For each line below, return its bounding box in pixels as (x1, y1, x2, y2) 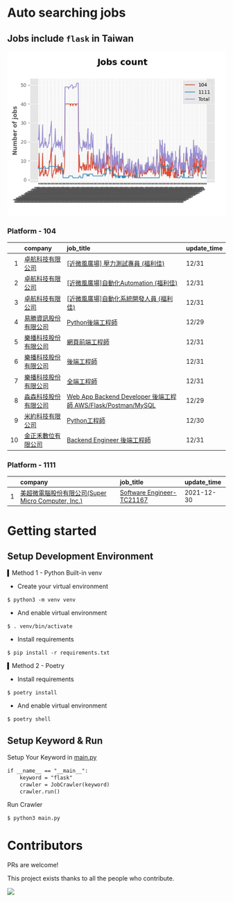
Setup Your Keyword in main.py (7, 753, 97, 762)
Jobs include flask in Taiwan (7, 33, 134, 44)
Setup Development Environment (7, 550, 154, 562)
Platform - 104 (7, 226, 57, 235)
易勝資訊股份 (24, 314, 61, 322)
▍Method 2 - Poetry (7, 662, 64, 670)
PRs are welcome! (7, 861, 59, 869)
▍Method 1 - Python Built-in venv (7, 569, 103, 577)
